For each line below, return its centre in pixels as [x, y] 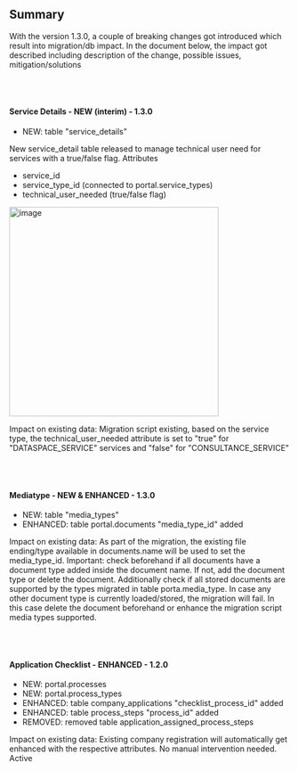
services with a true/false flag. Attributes [84, 159]
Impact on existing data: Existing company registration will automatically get [148, 740]
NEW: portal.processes [64, 685]
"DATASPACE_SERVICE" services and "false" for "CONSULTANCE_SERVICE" [149, 448]
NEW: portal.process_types [72, 693]
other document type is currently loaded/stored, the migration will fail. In [142, 599]
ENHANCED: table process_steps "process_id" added [121, 713]
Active [21, 759]
